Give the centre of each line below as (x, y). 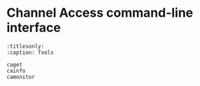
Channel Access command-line (100, 13)
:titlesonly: (26, 46)
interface (34, 28)
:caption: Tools (30, 52)
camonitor (21, 77)
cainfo (16, 71)
